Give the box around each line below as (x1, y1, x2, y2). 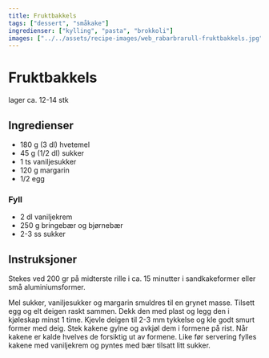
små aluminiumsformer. (8, 283, 86, 292)
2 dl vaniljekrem (19, 212, 73, 222)
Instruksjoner (8, 252, 78, 266)
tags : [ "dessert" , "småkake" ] (8, 19, 110, 27)
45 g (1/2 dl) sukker (19, 148, 85, 157)
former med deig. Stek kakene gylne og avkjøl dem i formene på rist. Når (8, 323, 248, 333)
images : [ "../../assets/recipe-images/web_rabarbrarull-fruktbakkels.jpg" (8, 34, 263, 43)
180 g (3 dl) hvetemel (19, 140, 90, 149)
